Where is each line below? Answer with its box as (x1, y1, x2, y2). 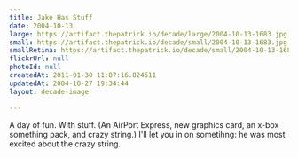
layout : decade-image (9, 87, 90, 96)
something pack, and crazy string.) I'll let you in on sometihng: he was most (9, 129, 286, 139)
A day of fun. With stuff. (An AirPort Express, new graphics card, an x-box (9, 119, 279, 130)
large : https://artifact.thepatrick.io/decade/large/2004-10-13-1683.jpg (9, 29, 288, 38)
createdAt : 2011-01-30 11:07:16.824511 (9, 71, 157, 80)
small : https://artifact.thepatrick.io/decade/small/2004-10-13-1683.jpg (9, 37, 288, 47)
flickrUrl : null (9, 54, 69, 63)
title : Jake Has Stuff (9, 12, 93, 22)
